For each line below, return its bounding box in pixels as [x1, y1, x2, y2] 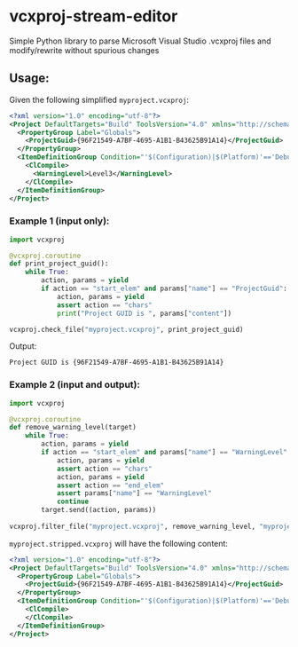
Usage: [9, 71, 51, 86]
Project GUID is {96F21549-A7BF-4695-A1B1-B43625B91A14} [9, 358, 224, 367]
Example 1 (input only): [9, 215, 110, 227]
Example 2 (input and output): [9, 379, 140, 391]
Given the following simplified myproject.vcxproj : [9, 94, 189, 105]
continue [56, 497, 90, 507]
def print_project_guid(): [9, 259, 109, 268]
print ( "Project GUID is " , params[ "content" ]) [56, 309, 232, 318]
